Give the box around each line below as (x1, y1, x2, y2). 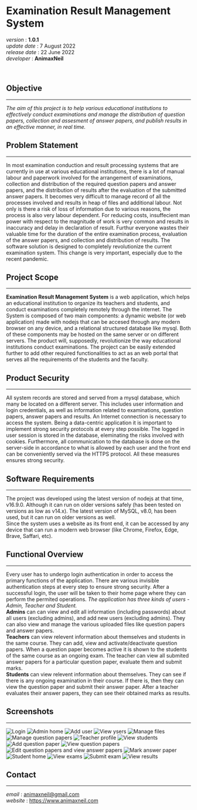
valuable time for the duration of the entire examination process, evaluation (6, 230, 188, 237)
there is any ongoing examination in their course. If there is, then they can (6, 677, 184, 684)
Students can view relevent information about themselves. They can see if (6, 670, 186, 678)
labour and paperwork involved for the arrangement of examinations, (6, 174, 173, 181)
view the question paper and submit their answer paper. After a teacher (6, 683, 179, 690)
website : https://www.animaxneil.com (6, 797, 98, 804)
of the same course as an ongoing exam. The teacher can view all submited (6, 652, 189, 659)
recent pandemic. (6, 255, 49, 263)
